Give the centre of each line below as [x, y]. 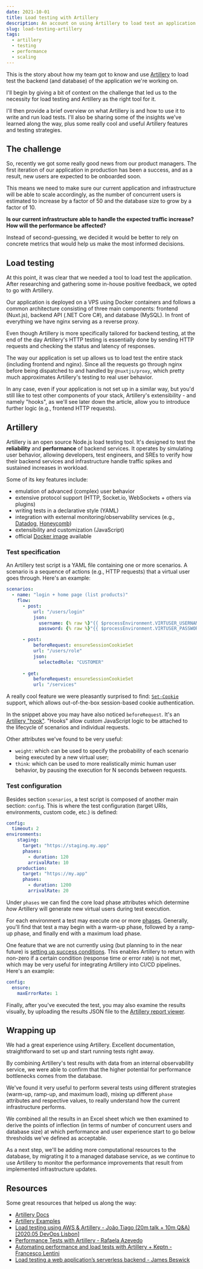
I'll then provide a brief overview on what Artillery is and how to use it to [96, 110]
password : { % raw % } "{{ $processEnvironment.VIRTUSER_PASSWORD [120, 629]
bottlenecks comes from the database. [54, 1076]
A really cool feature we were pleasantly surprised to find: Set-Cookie [93, 696]
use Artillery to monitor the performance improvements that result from [95, 1163]
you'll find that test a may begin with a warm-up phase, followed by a [92, 927]
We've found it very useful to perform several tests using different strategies [101, 1088]
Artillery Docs [32, 1215]
